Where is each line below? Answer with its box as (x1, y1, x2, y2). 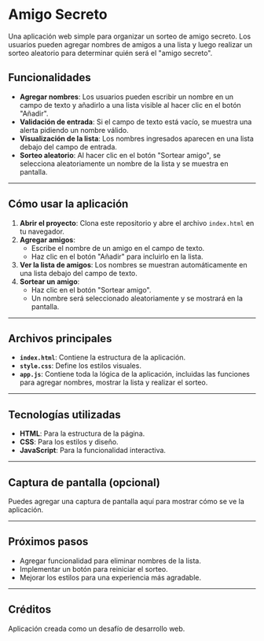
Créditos (8, 603, 52, 617)
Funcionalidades (8, 71, 92, 84)
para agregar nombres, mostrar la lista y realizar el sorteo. (19, 378, 208, 387)
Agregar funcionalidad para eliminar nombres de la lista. (19, 556, 202, 565)
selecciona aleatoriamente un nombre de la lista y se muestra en (19, 159, 229, 168)
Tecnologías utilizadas (8, 407, 121, 422)
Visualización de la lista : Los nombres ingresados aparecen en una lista (19, 134, 254, 143)
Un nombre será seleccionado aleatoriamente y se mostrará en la (31, 293, 244, 303)
